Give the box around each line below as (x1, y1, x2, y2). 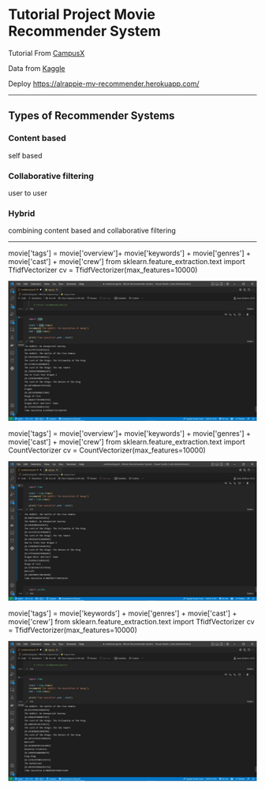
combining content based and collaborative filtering (8, 226, 176, 236)
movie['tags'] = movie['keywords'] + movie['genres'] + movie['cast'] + (8, 608, 237, 618)
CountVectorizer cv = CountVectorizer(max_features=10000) (8, 445, 207, 455)
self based (8, 151, 43, 160)
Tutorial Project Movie (8, 6, 156, 24)
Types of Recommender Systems (8, 109, 175, 123)
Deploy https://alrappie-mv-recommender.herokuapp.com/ (8, 79, 200, 88)
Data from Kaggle (8, 63, 65, 73)
